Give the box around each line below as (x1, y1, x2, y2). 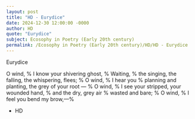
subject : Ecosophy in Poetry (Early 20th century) (6, 36, 135, 42)
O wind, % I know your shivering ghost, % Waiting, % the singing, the (6, 70, 177, 77)
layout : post (6, 8, 39, 15)
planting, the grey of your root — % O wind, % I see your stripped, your (6, 83, 182, 90)
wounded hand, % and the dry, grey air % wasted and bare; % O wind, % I (6, 89, 190, 96)
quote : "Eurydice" (6, 31, 52, 37)
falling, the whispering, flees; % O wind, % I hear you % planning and (6, 76, 177, 84)
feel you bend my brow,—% (6, 95, 75, 102)
